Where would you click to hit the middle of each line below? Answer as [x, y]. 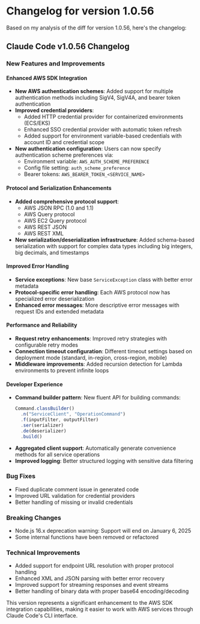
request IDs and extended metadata [59, 311]
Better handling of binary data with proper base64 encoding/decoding [102, 591]
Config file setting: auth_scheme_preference [77, 168]
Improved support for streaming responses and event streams [92, 585]
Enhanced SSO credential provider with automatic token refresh [103, 130]
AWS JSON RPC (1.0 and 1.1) [59, 208]
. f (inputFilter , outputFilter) [60, 420]
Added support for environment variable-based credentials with [103, 136]
